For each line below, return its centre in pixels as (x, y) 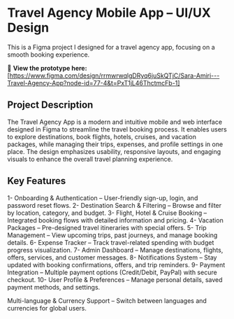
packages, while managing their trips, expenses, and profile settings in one (115, 144)
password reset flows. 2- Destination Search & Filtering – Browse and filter (115, 205)
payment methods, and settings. (54, 287)
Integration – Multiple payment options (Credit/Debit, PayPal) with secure (112, 272)
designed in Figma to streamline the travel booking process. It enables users (117, 129)
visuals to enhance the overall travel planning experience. (90, 159)
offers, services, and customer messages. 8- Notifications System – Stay (112, 257)
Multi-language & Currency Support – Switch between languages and (107, 300)
